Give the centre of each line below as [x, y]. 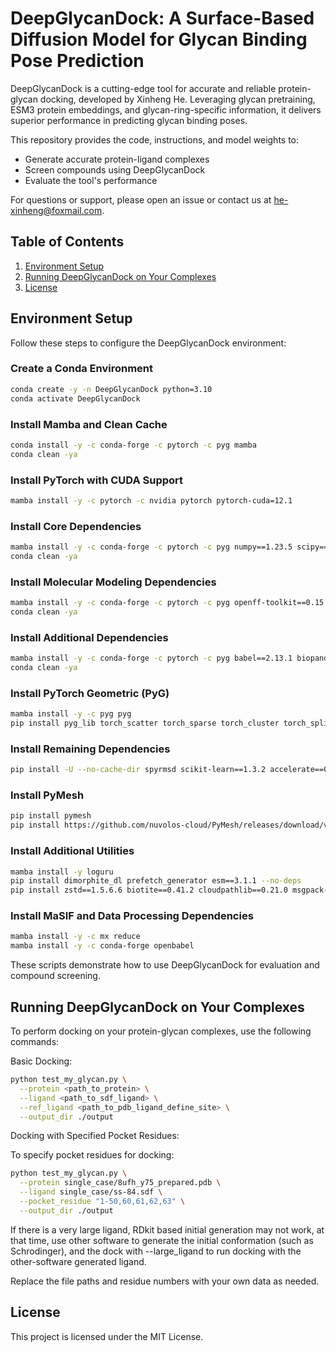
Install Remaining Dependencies [90, 749]
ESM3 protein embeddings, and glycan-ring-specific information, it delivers [166, 109]
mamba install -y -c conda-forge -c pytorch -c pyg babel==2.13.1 [151, 658]
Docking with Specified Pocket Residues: [95, 1136]
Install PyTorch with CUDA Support [97, 480]
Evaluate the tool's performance [91, 180]
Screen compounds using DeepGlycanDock [115, 169]
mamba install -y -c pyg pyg [71, 714]
